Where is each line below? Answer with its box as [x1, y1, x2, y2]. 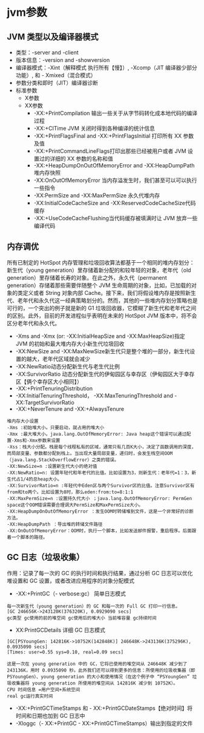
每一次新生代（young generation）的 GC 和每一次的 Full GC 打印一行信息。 [7, 603, 180, 609]
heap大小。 [37, 476, 62, 482]
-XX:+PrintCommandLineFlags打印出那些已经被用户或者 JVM [33, 147, 186, 155]
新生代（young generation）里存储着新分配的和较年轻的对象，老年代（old [7, 266, 191, 274]
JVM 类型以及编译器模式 [7, 32, 99, 42]
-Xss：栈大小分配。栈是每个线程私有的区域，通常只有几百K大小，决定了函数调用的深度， [7, 444, 196, 450]
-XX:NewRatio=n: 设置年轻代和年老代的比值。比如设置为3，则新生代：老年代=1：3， [7, 470, 192, 476]
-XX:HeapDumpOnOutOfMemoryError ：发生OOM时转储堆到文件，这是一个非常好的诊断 [7, 508, 194, 515]
